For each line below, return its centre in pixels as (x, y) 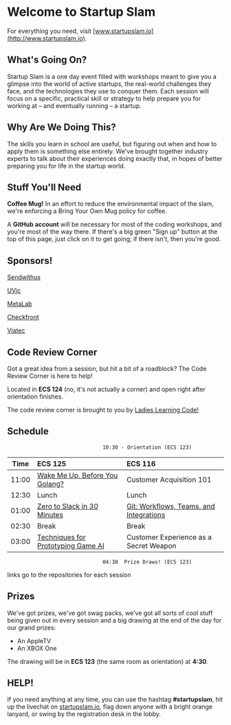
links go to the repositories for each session (69, 575)
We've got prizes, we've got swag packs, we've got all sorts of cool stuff (110, 613)
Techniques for (61, 537)
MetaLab (20, 304)
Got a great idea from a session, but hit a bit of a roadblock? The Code (107, 369)
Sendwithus (24, 277)
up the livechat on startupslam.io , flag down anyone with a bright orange (110, 707)
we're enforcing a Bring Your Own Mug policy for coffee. (87, 211)
